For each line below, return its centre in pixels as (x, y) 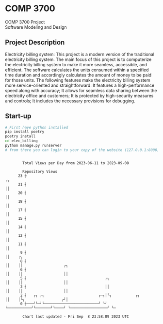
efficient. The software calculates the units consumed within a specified (77, 70)
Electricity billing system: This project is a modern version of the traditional (80, 54)
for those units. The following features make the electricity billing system (78, 80)
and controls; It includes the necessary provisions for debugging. (70, 101)
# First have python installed (37, 127)
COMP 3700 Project (25, 22)
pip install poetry (25, 132)
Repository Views (40, 172)
